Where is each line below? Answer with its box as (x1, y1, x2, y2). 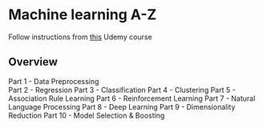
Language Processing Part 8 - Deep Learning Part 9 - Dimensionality (8, 102, 236, 111)
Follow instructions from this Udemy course (8, 32, 152, 42)
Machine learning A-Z (8, 6, 157, 24)
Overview (8, 55, 59, 69)
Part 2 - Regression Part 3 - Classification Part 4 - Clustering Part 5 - (8, 85, 236, 94)
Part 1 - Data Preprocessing (8, 76, 99, 86)
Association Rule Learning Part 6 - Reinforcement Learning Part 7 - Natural (8, 94, 256, 103)
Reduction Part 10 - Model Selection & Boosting (8, 110, 165, 120)
